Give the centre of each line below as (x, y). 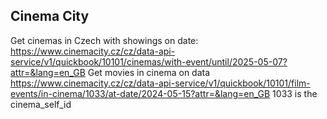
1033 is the (295, 93)
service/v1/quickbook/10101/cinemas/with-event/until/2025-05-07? (149, 61)
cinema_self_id (41, 104)
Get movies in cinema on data (149, 72)
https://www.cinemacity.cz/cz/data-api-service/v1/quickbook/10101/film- (160, 83)
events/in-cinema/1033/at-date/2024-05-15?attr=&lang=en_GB (140, 93)
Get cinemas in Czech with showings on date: (104, 40)
